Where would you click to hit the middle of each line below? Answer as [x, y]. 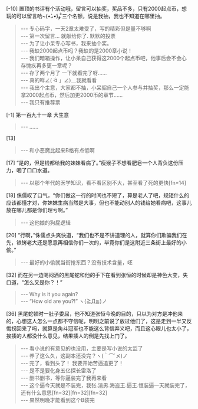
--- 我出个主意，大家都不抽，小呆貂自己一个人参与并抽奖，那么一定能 [105, 88]
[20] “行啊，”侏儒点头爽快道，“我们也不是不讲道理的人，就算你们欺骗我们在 [97, 235]
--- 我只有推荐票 [40, 102]
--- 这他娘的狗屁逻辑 [46, 223]
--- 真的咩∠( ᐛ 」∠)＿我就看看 [59, 80]
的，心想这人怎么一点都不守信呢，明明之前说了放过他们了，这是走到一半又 [96, 321]
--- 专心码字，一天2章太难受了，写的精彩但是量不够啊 [86, 29]
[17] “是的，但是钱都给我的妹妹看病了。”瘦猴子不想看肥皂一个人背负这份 [92, 163]
